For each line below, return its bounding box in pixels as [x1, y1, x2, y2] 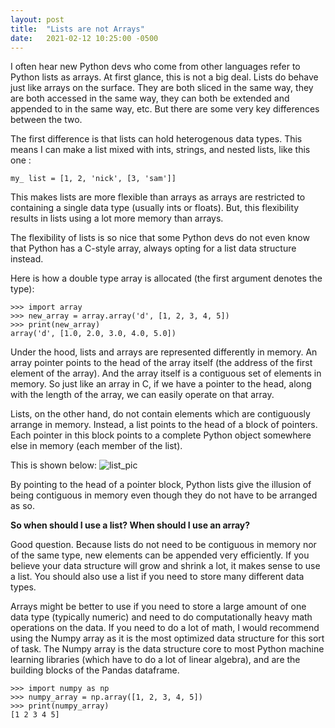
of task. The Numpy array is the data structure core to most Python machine [10, 643, 325, 655]
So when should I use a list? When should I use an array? [10, 519, 251, 531]
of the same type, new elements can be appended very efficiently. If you [10, 549, 310, 561]
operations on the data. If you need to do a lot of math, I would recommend [10, 622, 320, 634]
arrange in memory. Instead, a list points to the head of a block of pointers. [10, 419, 318, 431]
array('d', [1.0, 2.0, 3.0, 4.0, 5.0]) [10, 329, 177, 339]
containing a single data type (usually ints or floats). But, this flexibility [10, 202, 300, 214]
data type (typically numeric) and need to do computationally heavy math [10, 611, 313, 623]
